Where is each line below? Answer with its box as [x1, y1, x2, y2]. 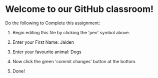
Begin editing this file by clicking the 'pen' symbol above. [12, 29, 130, 35]
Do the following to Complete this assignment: [5, 20, 100, 26]
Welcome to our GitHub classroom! [5, 3, 154, 15]
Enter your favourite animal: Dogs [12, 49, 81, 55]
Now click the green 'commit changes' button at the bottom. [12, 58, 136, 64]
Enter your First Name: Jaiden [12, 39, 74, 45]
